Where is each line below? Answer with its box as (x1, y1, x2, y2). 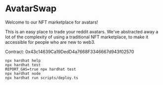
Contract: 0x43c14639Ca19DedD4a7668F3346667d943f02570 (5, 49, 134, 55)
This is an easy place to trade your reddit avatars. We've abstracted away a (5, 28, 159, 34)
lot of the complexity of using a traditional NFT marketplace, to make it (5, 34, 149, 40)
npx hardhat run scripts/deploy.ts (5, 75, 79, 80)
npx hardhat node (5, 71, 41, 76)
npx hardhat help (5, 58, 41, 63)
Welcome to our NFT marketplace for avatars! (5, 19, 98, 25)
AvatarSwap (5, 3, 57, 14)
